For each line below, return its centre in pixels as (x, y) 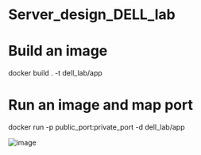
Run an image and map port (100, 105)
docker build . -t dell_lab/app (56, 73)
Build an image (58, 51)
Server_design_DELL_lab (92, 15)
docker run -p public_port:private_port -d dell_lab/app (97, 127)
